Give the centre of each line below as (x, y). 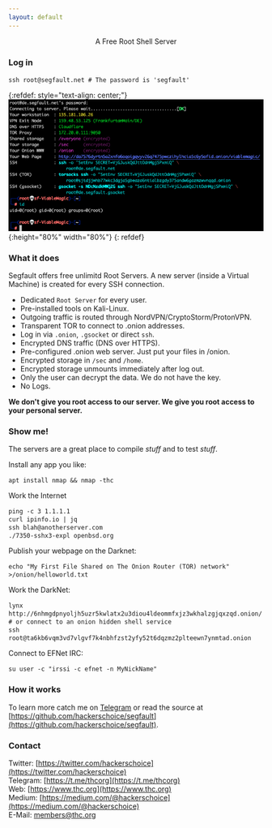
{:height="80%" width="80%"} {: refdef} (76, 237)
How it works (35, 689)
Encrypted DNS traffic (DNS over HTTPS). (90, 343)
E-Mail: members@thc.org (52, 815)
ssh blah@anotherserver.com (56, 528)
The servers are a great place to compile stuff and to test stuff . (113, 449)
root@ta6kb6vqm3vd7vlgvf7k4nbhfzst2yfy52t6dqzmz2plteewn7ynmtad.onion (130, 638)
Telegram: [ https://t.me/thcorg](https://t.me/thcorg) (94, 781)
